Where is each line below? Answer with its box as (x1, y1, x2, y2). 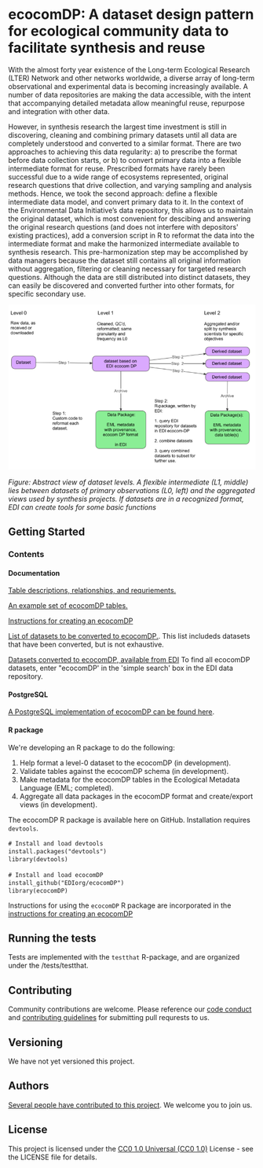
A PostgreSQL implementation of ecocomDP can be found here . (8, 707, 215, 717)
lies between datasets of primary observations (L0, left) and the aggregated (8, 485, 255, 495)
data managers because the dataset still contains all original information (8, 256, 241, 265)
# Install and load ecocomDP (8, 871, 104, 879)
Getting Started (8, 525, 86, 539)
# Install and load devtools (8, 839, 104, 847)
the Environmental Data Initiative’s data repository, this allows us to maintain (8, 205, 254, 215)
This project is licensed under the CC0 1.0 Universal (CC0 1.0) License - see (8, 1144, 254, 1153)
